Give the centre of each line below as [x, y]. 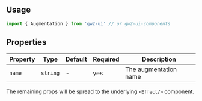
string [50, 73]
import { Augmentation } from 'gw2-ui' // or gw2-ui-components [88, 23]
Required [106, 59]
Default [76, 59]
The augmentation [151, 69]
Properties [26, 42]
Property [22, 59]
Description [159, 59]
